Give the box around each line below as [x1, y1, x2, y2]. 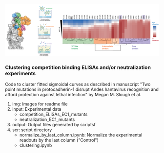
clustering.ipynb [19, 142, 52, 148]
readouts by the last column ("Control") [19, 137, 99, 143]
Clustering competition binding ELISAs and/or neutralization [5, 64, 151, 71]
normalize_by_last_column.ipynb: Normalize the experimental [19, 132, 143, 137]
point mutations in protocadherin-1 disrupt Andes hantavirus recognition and [5, 86, 159, 92]
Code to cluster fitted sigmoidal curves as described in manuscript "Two [5, 81, 151, 87]
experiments [5, 70, 36, 77]
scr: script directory [12, 127, 52, 133]
